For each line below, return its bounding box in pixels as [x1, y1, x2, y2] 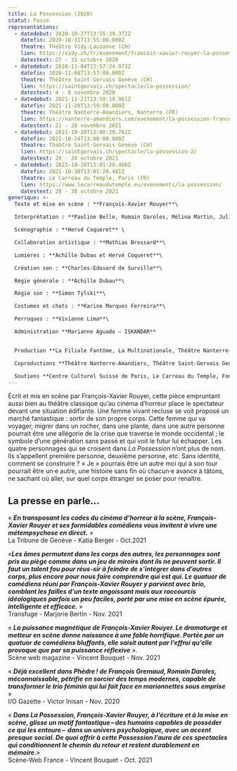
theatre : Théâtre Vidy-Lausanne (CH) [20, 43, 132, 50]
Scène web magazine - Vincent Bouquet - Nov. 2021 [8, 654, 160, 662]
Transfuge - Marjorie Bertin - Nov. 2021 [8, 610, 122, 618]
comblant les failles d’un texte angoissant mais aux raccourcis [8, 587, 196, 596]
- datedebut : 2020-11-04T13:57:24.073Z [14, 63, 132, 70]
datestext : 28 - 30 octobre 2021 [20, 188, 119, 195]
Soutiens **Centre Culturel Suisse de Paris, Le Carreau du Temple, [14, 372, 219, 380]
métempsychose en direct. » [8, 529, 94, 537]
